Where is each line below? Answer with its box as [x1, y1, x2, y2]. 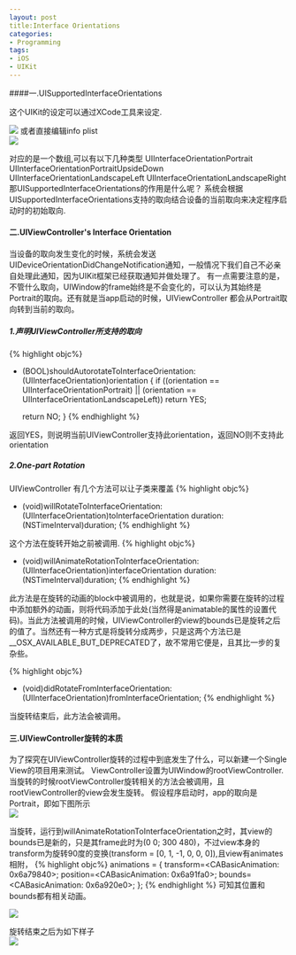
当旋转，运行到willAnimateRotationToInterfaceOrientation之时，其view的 [9, 826, 273, 837]
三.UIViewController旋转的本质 [9, 733, 124, 743]
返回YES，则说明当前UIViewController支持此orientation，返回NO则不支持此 [9, 430, 285, 440]
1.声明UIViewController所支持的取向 [9, 325, 142, 337]
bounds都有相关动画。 [9, 891, 91, 902]
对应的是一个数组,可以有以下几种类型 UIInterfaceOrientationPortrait [9, 152, 254, 164]
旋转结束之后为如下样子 [9, 927, 95, 937]
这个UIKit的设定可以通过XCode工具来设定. [9, 106, 163, 117]
